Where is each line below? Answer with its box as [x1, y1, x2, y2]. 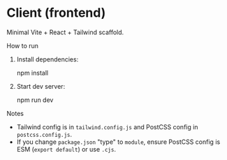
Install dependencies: [16, 54, 79, 64]
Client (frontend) [6, 5, 106, 21]
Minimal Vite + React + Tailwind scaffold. [6, 28, 124, 36]
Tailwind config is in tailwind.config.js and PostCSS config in [16, 122, 198, 131]
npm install [16, 68, 49, 77]
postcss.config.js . [16, 130, 73, 138]
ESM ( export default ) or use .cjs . [16, 145, 117, 153]
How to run [6, 41, 39, 50]
